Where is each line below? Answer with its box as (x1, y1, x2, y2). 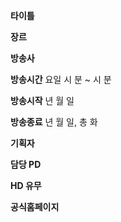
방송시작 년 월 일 (10, 95, 75, 106)
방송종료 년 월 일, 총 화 (10, 116, 98, 128)
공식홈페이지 (10, 201, 60, 213)
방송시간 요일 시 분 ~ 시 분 (10, 74, 112, 85)
